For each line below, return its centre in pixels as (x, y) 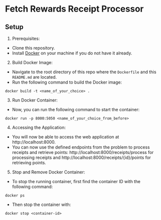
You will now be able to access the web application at (65, 137)
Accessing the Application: (39, 127)
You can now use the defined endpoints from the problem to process (81, 147)
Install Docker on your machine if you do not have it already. (72, 53)
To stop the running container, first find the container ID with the (76, 181)
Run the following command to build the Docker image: (67, 82)
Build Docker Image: (32, 62)
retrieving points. (29, 163)
